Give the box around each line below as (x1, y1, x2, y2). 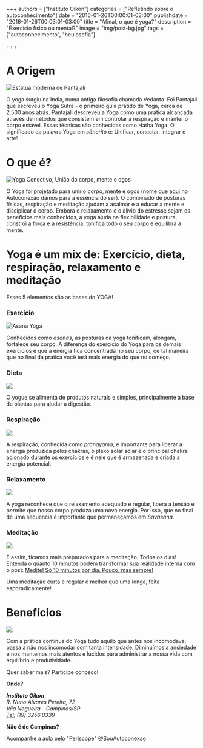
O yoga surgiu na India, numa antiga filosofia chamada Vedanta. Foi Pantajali (6, 95, 198, 103)
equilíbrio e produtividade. (6, 657, 72, 664)
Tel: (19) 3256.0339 (6, 712, 56, 719)
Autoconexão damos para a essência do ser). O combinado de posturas (6, 194, 186, 201)
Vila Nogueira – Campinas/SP (6, 705, 81, 712)
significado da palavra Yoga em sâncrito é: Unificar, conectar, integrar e (6, 127, 186, 135)
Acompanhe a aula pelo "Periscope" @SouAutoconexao (6, 735, 147, 743)
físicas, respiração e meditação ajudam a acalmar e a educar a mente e (6, 200, 185, 208)
